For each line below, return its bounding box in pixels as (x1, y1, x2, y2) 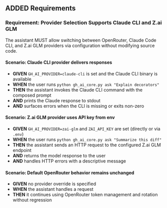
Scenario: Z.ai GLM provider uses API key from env (5, 114, 115, 120)
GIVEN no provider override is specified (12, 181, 96, 187)
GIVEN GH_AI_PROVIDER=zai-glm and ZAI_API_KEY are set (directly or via (12, 126, 161, 132)
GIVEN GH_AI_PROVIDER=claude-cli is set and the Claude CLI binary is (12, 70, 158, 76)
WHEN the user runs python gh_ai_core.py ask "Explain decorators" (12, 81, 160, 88)
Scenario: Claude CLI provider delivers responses (5, 59, 113, 65)
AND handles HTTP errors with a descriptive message (12, 158, 126, 164)
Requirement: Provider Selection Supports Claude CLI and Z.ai (5, 19, 162, 26)
